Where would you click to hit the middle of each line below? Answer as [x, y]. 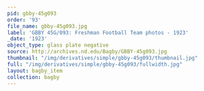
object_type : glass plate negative [58, 45]
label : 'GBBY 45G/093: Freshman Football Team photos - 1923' [98, 32]
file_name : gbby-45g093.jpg [47, 26]
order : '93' [24, 20]
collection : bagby [33, 77]
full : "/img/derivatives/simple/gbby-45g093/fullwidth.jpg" [95, 64]
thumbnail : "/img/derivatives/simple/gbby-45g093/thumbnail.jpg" [102, 58]
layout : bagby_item [35, 70]
